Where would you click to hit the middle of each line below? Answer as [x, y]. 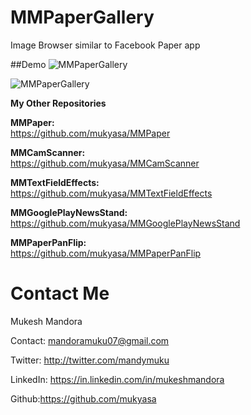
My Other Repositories [58, 103]
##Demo [28, 64]
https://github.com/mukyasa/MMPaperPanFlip [106, 253]
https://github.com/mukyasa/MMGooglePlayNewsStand [125, 223]
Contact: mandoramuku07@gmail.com [90, 340]
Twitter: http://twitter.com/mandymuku [90, 360]
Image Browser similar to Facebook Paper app [105, 45]
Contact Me [60, 293]
